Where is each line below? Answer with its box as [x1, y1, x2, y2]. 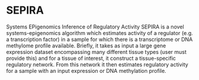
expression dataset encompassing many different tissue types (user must [6, 48, 186, 55]
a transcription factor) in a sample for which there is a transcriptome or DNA [6, 36, 193, 43]
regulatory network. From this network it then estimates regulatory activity [6, 60, 189, 68]
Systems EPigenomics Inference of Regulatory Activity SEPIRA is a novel [6, 23, 185, 30]
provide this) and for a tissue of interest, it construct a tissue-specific [6, 55, 176, 62]
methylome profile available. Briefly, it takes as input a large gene [6, 42, 166, 49]
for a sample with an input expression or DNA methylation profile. [6, 67, 167, 74]
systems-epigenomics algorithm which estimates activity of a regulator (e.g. [6, 29, 194, 36]
